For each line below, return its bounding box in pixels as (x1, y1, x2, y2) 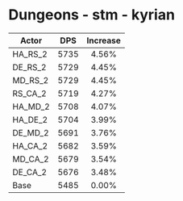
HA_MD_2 (12, 101, 50, 112)
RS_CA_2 (12, 87, 47, 98)
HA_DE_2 (12, 114, 48, 125)
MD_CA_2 (12, 153, 50, 165)
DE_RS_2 (12, 61, 47, 73)
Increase (86, 35, 121, 46)
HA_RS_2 (12, 48, 48, 60)
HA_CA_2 (12, 140, 48, 151)
